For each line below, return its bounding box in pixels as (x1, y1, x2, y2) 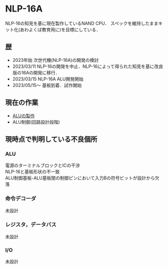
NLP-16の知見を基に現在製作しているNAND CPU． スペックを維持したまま (5, 20, 159, 26)
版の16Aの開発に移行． (12, 69, 60, 75)
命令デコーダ (5, 195, 37, 202)
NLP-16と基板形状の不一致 (5, 169, 60, 175)
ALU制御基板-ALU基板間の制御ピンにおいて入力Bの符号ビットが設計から (5, 175, 155, 181)
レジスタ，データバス (5, 221, 57, 228)
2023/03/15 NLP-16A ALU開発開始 (12, 76, 84, 82)
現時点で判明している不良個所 (5, 135, 98, 143)
